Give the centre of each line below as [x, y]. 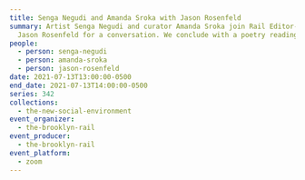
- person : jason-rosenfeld [69, 69]
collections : [34, 102]
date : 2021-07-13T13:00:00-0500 [70, 77]
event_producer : [40, 136]
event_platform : [40, 153]
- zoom [30, 161]
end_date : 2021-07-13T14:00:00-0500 [79, 85]
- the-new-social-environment [74, 111]
